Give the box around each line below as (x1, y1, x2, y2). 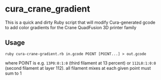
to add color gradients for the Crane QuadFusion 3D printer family (5, 24, 137, 30)
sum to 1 (5, 70, 22, 76)
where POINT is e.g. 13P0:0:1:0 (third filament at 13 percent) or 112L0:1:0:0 (5, 60, 156, 66)
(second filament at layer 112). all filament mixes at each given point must (5, 65, 151, 71)
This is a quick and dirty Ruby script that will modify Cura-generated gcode (5, 19, 156, 25)
